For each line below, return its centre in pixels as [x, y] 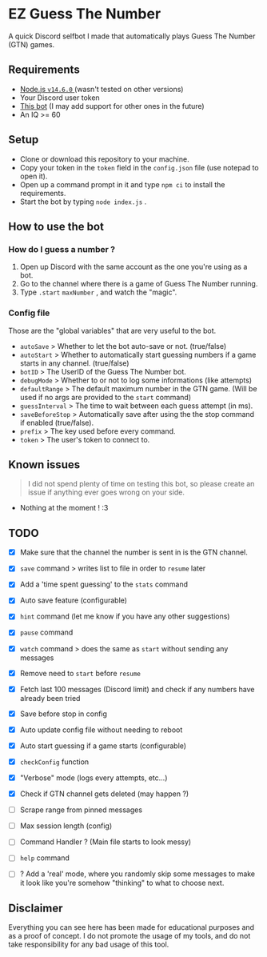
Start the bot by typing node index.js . [83, 202]
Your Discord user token [60, 98]
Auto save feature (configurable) [74, 600]
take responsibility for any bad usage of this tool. [89, 944]
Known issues [44, 464]
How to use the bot [56, 226]
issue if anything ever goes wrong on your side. [106, 492]
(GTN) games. [32, 44]
